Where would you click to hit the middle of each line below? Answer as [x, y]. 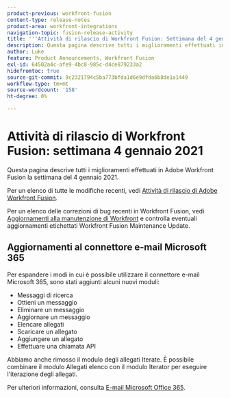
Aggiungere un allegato [50, 339]
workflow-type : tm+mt [38, 84]
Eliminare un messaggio [51, 309]
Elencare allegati [40, 324]
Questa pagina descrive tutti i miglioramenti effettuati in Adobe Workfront [110, 169]
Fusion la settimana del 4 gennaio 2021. [63, 177]
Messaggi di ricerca [45, 295]
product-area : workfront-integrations [62, 26]
